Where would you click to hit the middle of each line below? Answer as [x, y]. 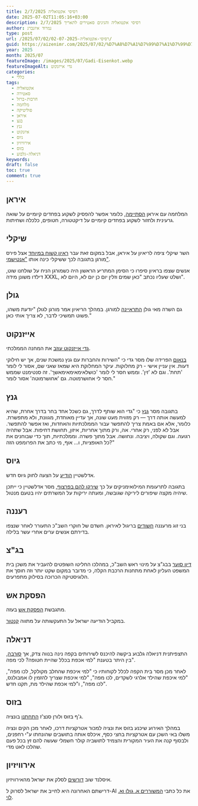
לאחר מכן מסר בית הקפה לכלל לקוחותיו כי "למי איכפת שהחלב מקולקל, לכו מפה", [96, 671]
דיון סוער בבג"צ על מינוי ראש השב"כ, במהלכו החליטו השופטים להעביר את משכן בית [99, 564]
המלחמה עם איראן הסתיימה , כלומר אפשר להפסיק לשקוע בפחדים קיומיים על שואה [97, 214]
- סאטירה [21, 94]
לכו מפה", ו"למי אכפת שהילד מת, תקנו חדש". [57, 684]
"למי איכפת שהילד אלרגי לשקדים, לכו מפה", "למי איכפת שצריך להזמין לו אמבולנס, [97, 677]
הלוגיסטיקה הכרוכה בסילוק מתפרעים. [48, 577]
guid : [13, 45]
